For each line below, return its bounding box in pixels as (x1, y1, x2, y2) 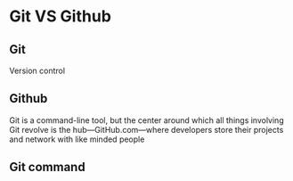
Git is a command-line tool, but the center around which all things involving (9, 114, 284, 126)
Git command (9, 160, 86, 175)
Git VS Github (9, 6, 111, 27)
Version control (9, 65, 65, 76)
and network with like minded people (9, 134, 145, 144)
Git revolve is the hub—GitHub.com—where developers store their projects (9, 124, 284, 135)
